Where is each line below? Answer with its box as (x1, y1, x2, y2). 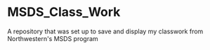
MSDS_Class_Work (7, 4, 121, 20)
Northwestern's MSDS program (7, 34, 98, 42)
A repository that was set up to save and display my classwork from (7, 27, 204, 35)
